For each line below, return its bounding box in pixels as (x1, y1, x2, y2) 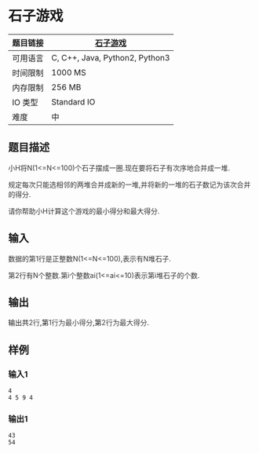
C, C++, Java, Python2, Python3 (51, 52, 170, 63)
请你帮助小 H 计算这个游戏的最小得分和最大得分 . (8, 206, 160, 216)
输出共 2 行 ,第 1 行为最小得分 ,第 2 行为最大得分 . (8, 318, 149, 327)
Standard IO (51, 96, 96, 107)
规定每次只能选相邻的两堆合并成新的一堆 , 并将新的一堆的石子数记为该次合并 (8, 180, 251, 189)
